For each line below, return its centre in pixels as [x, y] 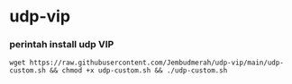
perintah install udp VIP [62, 45]
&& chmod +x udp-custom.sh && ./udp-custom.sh [138, 71]
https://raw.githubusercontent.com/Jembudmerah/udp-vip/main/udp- [156, 63]
